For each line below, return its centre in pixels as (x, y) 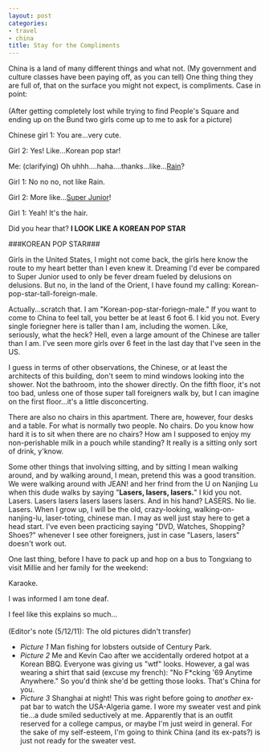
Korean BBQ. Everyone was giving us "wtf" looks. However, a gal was (135, 664)
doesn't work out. (37, 543)
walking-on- (214, 510)
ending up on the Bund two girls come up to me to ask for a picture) (120, 120)
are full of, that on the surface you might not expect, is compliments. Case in (134, 86)
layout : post (30, 16)
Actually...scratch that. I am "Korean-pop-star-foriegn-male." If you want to (132, 309)
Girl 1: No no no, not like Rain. (57, 182)
